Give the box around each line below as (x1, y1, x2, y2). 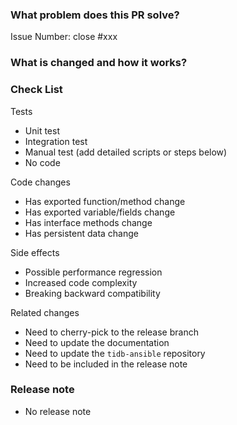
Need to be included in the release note (24, 358, 188, 370)
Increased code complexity (24, 276, 138, 288)
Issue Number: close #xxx (10, 31, 118, 43)
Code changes (10, 176, 71, 188)
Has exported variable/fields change (24, 206, 176, 218)
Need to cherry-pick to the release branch (24, 326, 199, 338)
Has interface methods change (24, 216, 153, 228)
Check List (10, 83, 63, 97)
